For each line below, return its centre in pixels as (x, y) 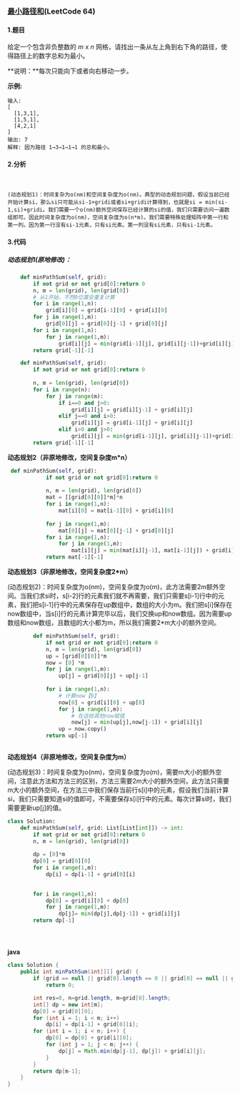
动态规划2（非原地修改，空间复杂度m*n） (69, 457)
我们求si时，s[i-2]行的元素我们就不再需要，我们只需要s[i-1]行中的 (122, 596)
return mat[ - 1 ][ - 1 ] (74, 557)
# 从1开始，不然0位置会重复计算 (74, 297)
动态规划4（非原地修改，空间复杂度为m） (69, 757)
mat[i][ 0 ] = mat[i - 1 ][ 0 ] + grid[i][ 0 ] (116, 511)
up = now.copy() (82, 729)
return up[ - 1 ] (66, 736)
